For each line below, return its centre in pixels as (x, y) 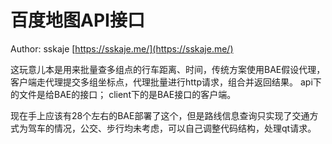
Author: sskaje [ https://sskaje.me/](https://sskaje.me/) (122, 48)
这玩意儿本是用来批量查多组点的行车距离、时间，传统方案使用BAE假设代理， (168, 69)
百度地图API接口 (77, 20)
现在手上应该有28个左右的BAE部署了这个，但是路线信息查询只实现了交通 (160, 115)
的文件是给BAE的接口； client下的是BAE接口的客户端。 (123, 94)
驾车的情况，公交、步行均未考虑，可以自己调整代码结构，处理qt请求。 (172, 128)
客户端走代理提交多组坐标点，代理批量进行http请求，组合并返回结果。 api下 (166, 82)
